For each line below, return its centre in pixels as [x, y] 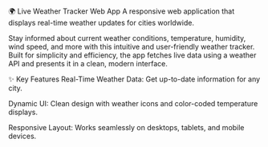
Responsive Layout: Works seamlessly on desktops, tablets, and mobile [126, 127]
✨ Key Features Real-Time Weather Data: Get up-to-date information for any [134, 79]
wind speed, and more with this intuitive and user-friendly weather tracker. [132, 47]
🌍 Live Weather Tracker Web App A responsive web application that [122, 11]
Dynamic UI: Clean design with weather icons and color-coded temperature [133, 103]
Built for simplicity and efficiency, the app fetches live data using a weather [132, 55]
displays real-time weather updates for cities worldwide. [102, 23]
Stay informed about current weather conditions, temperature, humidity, [127, 38]
